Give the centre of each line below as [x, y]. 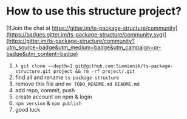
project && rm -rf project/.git [94, 71]
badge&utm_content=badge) [42, 53]
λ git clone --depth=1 [44, 66]
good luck [28, 109]
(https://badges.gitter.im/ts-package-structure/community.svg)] [87, 34]
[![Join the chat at [29, 28]
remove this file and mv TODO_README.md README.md [77, 84]
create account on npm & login [53, 97]
